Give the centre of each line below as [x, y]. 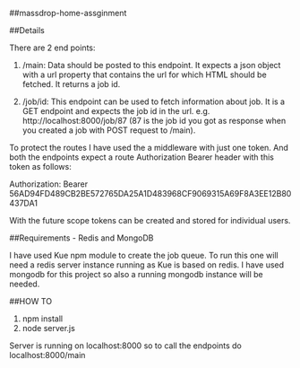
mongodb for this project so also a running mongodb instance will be [137, 274]
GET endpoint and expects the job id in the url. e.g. [116, 111]
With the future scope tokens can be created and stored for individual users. [150, 220]
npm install [43, 319]
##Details [27, 30]
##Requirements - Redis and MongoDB [81, 238]
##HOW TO [30, 301]
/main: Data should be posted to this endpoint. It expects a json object [151, 65]
